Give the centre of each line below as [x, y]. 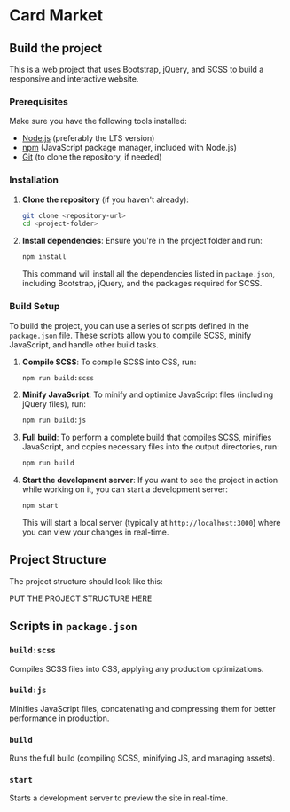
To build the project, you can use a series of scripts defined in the [129, 325]
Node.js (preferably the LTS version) [88, 138]
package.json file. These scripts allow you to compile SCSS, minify [130, 335]
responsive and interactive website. [74, 79]
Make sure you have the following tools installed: [98, 121]
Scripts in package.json [73, 626]
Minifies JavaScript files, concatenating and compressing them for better [143, 708]
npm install [44, 257]
